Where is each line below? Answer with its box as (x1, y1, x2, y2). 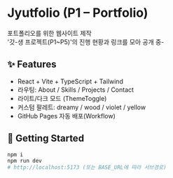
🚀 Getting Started (7, 132, 85, 144)
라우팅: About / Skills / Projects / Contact (17, 85, 134, 94)
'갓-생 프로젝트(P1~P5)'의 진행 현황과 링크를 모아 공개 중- (7, 37, 165, 46)
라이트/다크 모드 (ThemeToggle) (17, 94, 107, 102)
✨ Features (7, 58, 57, 71)
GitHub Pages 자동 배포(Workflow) (17, 111, 116, 120)
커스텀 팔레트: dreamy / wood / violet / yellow (17, 103, 146, 111)
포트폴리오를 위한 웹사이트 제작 (7, 29, 92, 37)
